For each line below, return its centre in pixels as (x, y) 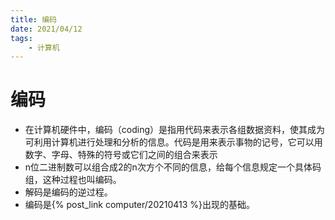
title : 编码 (33, 19)
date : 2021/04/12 (46, 29)
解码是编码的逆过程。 (68, 192)
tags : (21, 38)
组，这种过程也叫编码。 (73, 180)
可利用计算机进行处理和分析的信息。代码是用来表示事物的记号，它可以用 (173, 142)
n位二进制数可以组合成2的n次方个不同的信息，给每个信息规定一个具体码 (173, 167)
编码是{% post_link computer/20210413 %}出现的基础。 (140, 205)
